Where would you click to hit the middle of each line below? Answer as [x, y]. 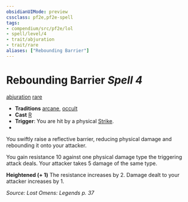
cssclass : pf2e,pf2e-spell [40, 17]
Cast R [23, 115]
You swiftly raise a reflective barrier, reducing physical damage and [89, 139]
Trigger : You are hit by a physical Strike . [64, 121]
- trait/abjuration [30, 39]
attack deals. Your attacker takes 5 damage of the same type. [82, 163]
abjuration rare [24, 97]
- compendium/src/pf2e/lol [40, 28]
